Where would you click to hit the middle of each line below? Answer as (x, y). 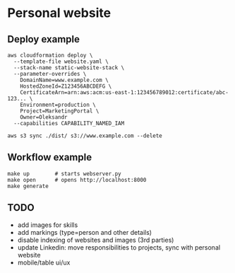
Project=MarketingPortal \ (60, 111)
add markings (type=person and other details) (85, 232)
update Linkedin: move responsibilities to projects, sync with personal (119, 247)
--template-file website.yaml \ (61, 62)
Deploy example (43, 39)
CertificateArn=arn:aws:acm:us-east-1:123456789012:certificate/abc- (125, 93)
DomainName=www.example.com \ (65, 80)
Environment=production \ (58, 105)
